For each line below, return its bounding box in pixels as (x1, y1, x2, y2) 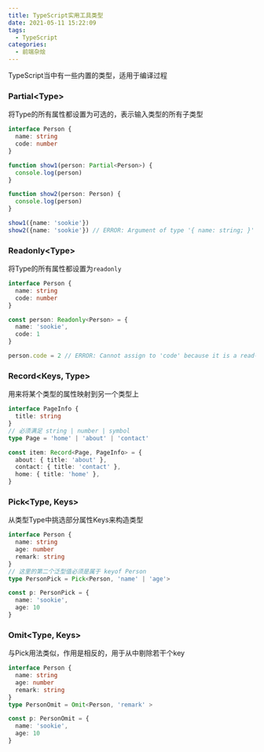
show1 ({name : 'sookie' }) (8, 219, 90, 227)
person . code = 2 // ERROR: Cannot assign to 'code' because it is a (8, 352, 237, 360)
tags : (8, 26, 26, 34)
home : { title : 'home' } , (15, 470, 101, 478)
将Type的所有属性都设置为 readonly (8, 264, 122, 274)
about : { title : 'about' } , (15, 455, 108, 464)
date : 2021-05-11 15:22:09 (8, 19, 97, 27)
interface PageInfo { (8, 405, 79, 413)
